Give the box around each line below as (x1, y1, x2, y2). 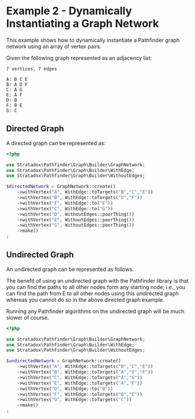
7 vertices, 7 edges (6, 65, 58, 72)
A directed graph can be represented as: (6, 139, 106, 146)
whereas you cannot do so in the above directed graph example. (6, 296, 165, 303)
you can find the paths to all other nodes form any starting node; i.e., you (6, 283, 186, 290)
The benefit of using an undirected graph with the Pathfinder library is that (6, 277, 189, 284)
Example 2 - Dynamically (6, 4, 132, 18)
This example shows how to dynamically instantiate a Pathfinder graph (6, 36, 180, 43)
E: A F (6, 92, 23, 98)
